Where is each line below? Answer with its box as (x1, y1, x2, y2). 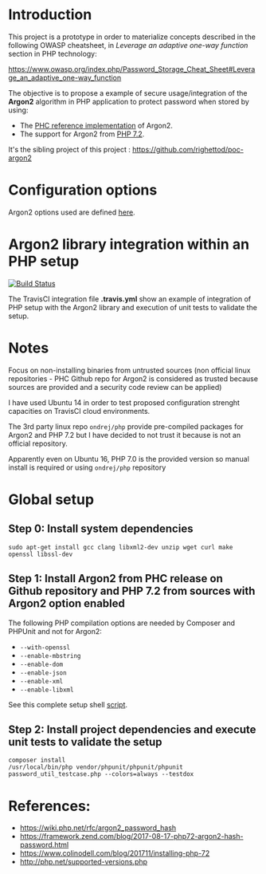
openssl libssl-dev (8, 550, 73, 558)
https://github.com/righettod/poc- (132, 144, 244, 154)
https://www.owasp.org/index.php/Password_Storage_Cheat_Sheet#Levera (8, 64, 256, 73)
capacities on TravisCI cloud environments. (8, 406, 151, 415)
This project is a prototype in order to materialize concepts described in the (8, 32, 256, 41)
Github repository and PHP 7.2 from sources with (8, 585, 256, 598)
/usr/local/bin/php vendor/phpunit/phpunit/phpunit (8, 763, 183, 771)
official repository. (8, 439, 68, 448)
